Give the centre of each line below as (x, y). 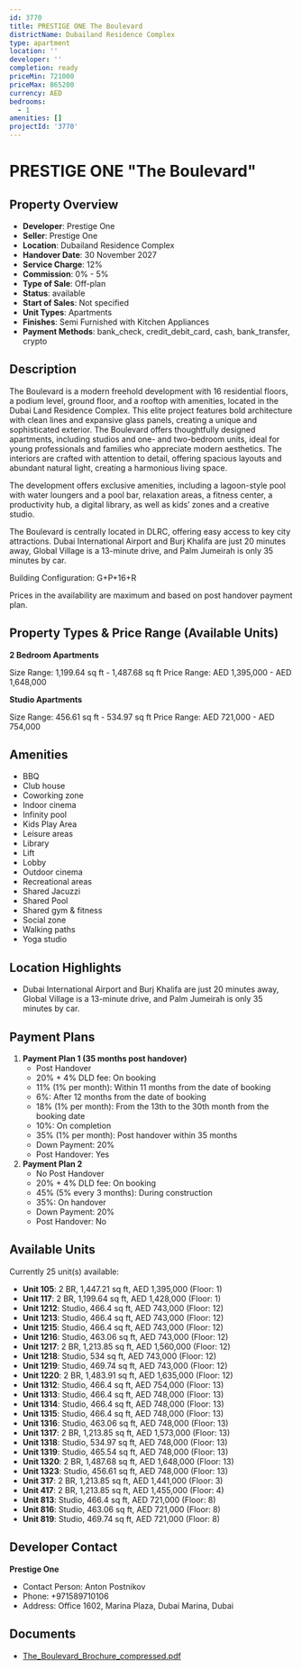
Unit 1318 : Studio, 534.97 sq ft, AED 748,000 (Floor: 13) (125, 1442)
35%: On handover (71, 1202)
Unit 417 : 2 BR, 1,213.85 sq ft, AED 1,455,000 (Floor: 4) (123, 1490)
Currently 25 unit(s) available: (64, 1271)
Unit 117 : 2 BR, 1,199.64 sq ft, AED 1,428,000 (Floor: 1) (121, 1298)
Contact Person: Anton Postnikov (84, 1586)
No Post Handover (70, 1174)
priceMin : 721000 (42, 77)
